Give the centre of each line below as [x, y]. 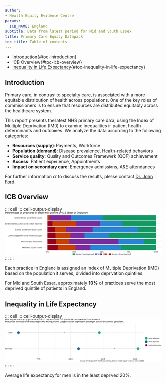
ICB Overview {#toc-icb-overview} [47, 62]
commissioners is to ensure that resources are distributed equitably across [82, 105]
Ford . [10, 182]
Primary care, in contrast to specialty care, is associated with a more [75, 95]
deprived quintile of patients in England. [46, 288]
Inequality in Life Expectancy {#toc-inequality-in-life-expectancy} [79, 67]
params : [13, 21]
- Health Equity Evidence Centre [40, 16]
